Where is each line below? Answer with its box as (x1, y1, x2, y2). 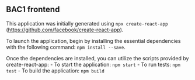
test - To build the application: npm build (6, 67, 105, 74)
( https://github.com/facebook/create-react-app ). (6, 26, 124, 33)
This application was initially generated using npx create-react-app (6, 20, 168, 27)
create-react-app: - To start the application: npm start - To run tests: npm (6, 61, 181, 68)
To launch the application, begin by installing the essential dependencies (6, 37, 181, 44)
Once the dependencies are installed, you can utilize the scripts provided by (6, 54, 189, 61)
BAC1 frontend (6, 5, 60, 14)
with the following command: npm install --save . (6, 43, 126, 50)
